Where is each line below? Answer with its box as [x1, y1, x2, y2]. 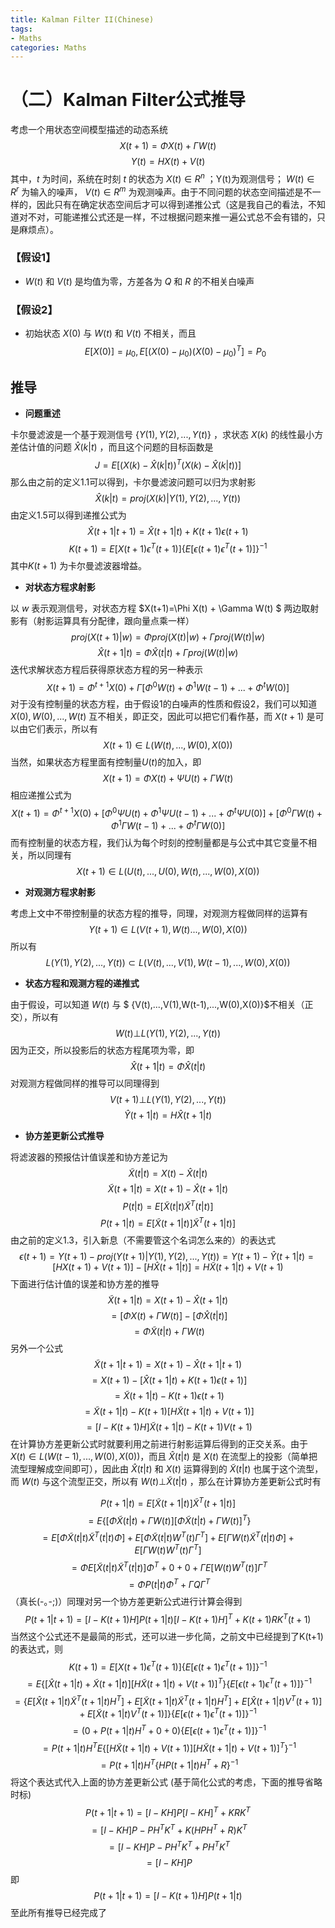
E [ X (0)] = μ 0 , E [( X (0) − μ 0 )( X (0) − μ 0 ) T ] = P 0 [84, 344, 267, 360]
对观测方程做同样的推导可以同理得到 [10, 1077, 160, 1089]
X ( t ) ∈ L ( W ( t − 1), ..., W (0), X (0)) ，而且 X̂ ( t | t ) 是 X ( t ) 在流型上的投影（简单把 [10, 1450, 318, 1462]
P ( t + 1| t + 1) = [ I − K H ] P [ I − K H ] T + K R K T [85, 1805, 251, 1818]
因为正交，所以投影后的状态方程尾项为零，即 [10, 1044, 195, 1056]
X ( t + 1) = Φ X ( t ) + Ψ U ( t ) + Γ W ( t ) [102, 772, 234, 785]
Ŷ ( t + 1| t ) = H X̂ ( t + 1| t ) [123, 1109, 213, 1121]
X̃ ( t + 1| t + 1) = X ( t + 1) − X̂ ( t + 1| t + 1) [93, 1358, 243, 1370]
